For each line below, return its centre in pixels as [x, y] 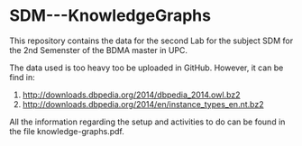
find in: [23, 77]
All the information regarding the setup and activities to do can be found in [147, 122]
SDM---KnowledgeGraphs [110, 16]
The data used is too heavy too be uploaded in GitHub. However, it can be [146, 68]
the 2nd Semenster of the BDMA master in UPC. [98, 50]
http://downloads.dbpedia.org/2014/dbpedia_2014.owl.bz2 [131, 95]
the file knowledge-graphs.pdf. [67, 131]
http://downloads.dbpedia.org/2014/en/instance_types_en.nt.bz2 [143, 104]
